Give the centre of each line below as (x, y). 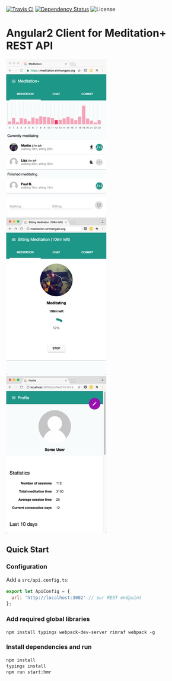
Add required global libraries (48, 619)
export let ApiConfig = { (38, 591)
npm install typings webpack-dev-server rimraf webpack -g (81, 632)
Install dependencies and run (49, 647)
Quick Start (28, 550)
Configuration (27, 567)
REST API (30, 46)
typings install (26, 666)
